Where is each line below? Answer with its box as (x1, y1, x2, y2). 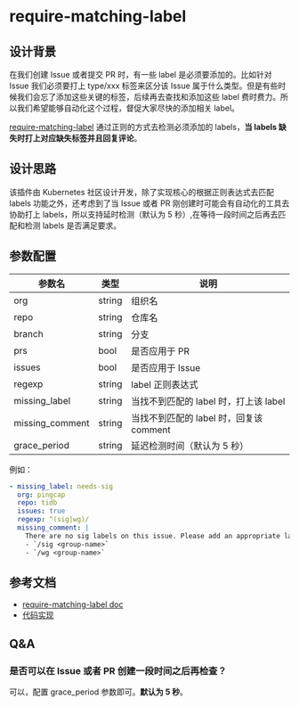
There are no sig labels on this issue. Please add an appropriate (25, 531, 280, 540)
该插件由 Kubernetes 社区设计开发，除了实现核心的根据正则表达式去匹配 (9, 186, 274, 197)
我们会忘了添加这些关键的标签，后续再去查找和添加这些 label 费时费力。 (16, 92, 281, 102)
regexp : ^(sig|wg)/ (17, 515, 90, 524)
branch (13, 327, 44, 340)
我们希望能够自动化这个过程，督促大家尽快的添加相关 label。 (16, 103, 240, 113)
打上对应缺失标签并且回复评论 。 (24, 133, 142, 144)
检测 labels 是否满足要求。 (24, 220, 122, 231)
